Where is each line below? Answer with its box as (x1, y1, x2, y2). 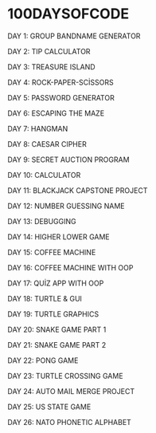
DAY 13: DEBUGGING (7, 216, 76, 226)
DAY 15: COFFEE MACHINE (7, 247, 96, 257)
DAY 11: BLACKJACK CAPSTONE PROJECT (7, 185, 148, 195)
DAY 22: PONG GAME (7, 356, 79, 365)
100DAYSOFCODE (7, 5, 129, 23)
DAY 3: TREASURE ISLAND (7, 61, 96, 72)
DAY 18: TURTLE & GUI (7, 293, 83, 303)
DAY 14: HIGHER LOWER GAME (7, 232, 111, 242)
